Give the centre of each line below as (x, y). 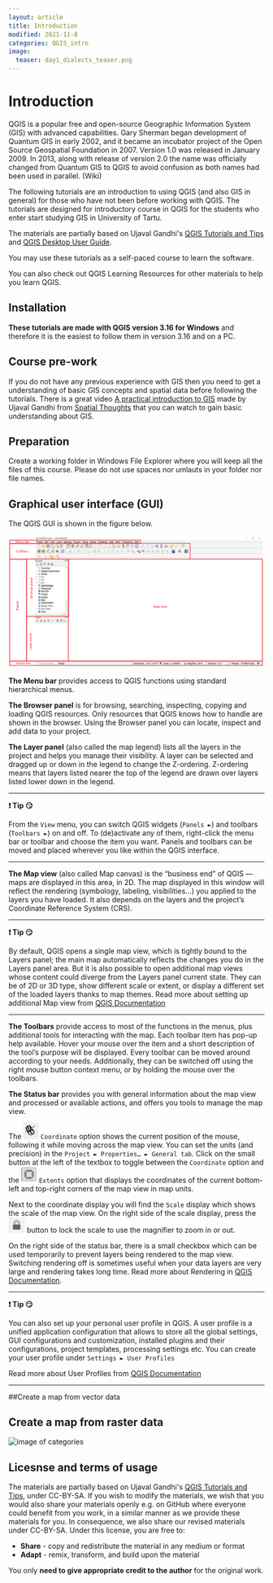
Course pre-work (53, 362)
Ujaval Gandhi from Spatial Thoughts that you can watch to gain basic (125, 407)
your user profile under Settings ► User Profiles (91, 1357)
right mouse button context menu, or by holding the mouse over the (122, 1069)
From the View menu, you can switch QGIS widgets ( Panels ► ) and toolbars (133, 824)
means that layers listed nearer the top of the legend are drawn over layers (133, 773)
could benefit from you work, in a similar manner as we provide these (124, 1513)
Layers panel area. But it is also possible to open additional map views (126, 968)
